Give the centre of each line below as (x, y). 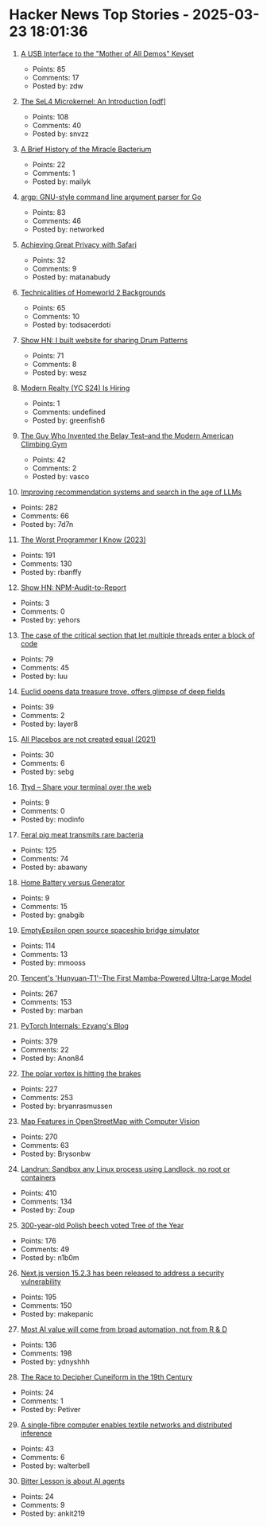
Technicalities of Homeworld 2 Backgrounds (93, 292)
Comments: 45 (45, 667)
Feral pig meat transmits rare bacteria (82, 834)
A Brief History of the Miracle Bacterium (86, 149)
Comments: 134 (46, 1201)
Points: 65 (49, 307)
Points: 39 (37, 707)
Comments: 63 (45, 1145)
